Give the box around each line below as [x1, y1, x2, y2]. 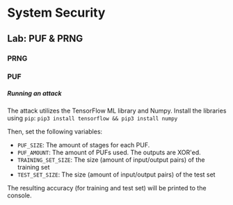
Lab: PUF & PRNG [7, 33, 83, 44]
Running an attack [7, 89, 62, 98]
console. [7, 191, 33, 199]
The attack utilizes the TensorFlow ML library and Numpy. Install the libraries [7, 106, 227, 115]
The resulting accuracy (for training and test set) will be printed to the [7, 184, 207, 192]
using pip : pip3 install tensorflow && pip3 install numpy [7, 114, 178, 122]
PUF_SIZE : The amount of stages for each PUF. [17, 141, 150, 149]
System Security [7, 5, 106, 21]
